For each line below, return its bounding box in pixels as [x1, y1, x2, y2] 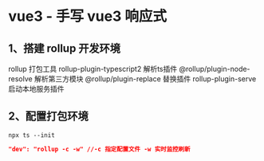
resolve [8, 74, 33, 84]
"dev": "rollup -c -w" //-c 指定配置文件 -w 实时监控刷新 [8, 145, 191, 153]
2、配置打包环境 [8, 109, 89, 124]
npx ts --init [8, 131, 56, 139]
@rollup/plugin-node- [179, 65, 250, 73]
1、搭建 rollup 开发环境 [8, 41, 121, 55]
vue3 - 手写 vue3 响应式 [8, 7, 167, 26]
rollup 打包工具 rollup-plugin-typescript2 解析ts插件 [8, 65, 178, 73]
